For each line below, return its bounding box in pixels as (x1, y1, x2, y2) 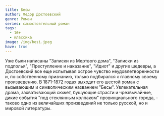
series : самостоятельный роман (5, 21, 70, 26)
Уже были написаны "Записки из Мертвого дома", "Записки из (5, 58, 139, 63)
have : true (5, 44, 28, 49)
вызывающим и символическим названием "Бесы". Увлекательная (5, 84, 148, 90)
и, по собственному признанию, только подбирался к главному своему (5, 73, 158, 79)
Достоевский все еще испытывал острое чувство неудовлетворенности (5, 68, 160, 74)
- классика (9, 35, 32, 40)
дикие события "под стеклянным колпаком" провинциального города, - (5, 95, 159, 101)
